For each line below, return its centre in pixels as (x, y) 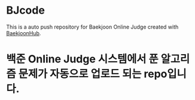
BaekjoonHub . (24, 33)
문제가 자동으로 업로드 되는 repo (93, 74)
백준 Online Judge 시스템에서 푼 (82, 59)
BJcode (25, 10)
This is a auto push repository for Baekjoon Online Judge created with (92, 27)
